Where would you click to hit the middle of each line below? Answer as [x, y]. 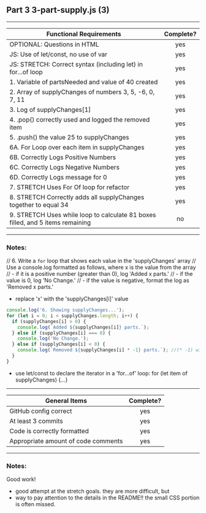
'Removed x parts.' [30, 287]
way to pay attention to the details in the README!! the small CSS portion [107, 498]
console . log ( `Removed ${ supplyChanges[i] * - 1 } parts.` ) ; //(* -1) [105, 350]
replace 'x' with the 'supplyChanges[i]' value [72, 299]
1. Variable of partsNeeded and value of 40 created [84, 82]
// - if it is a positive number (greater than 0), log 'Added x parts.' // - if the [100, 274]
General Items [66, 401]
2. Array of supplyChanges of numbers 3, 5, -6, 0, [82, 92]
